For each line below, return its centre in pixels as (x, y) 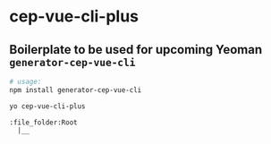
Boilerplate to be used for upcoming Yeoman (135, 50)
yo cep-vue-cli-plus (48, 106)
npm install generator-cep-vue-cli (76, 90)
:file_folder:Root (43, 123)
